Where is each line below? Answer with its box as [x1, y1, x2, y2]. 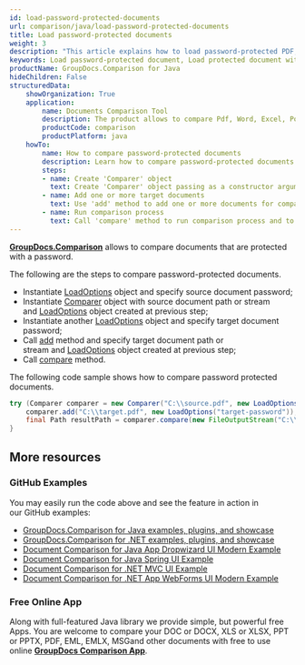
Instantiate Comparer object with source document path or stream [22, 296, 271, 307]
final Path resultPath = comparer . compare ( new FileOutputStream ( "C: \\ [25, 416, 299, 425]
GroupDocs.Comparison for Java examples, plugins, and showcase [22, 524, 274, 535]
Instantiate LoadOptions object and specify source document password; [22, 286, 293, 297]
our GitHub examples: [9, 507, 91, 518]
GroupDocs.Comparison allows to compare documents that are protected [9, 241, 288, 252]
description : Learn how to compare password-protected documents [42, 156, 295, 166]
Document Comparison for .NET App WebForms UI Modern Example [22, 572, 280, 583]
